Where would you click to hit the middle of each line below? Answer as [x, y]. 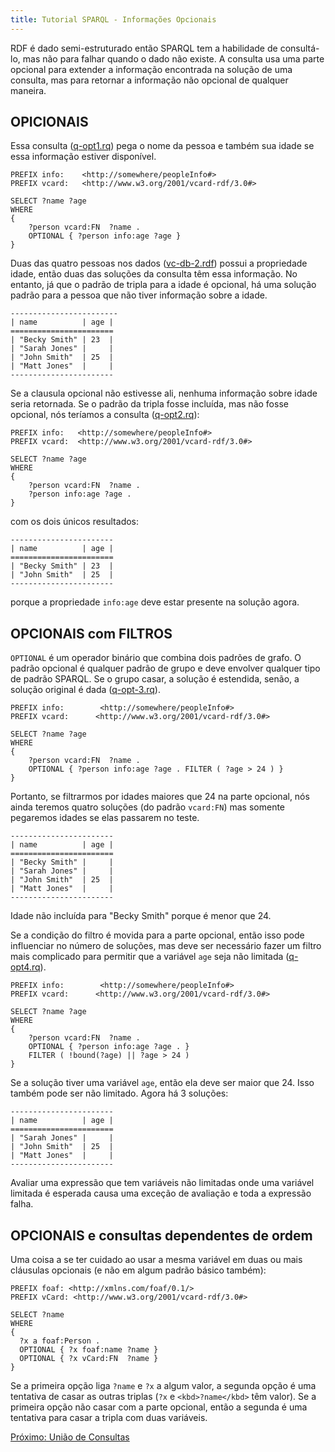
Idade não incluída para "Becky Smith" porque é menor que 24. [141, 916]
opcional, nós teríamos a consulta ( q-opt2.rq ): [105, 415]
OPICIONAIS [49, 122]
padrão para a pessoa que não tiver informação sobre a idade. [139, 295]
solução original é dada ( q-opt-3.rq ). [85, 690]
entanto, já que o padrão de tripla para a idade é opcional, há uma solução [163, 285]
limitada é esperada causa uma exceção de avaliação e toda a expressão [161, 1193]
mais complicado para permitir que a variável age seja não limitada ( [150, 957]
